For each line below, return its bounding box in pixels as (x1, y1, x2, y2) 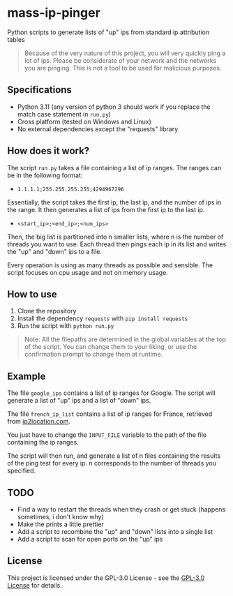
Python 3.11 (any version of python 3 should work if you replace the (17, 103, 211, 111)
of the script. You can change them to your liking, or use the (24, 343, 197, 351)
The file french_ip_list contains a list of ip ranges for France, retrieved (7, 410, 213, 418)
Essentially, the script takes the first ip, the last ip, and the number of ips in (7, 198, 222, 207)
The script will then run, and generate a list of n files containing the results (7, 452, 221, 460)
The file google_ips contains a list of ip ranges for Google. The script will (7, 389, 216, 397)
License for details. (7, 581, 63, 589)
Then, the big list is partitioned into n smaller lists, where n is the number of (7, 232, 224, 241)
